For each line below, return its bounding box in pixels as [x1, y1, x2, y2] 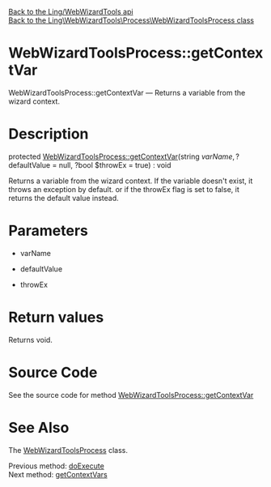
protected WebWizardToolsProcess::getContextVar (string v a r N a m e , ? [8, 152, 240, 161]
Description [8, 125, 89, 143]
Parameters [8, 222, 89, 240]
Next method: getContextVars [8, 469, 108, 479]
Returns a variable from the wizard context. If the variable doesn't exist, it [8, 176, 253, 186]
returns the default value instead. [8, 193, 119, 203]
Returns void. [8, 335, 53, 344]
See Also [8, 418, 70, 437]
